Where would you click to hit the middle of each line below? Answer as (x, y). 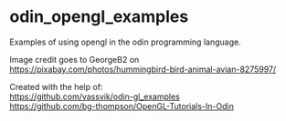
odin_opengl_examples (99, 17)
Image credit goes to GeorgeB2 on (74, 59)
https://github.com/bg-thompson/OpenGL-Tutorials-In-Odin (122, 106)
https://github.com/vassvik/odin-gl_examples (95, 96)
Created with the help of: (56, 86)
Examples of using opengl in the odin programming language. (125, 42)
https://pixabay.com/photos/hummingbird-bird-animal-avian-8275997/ (143, 69)
